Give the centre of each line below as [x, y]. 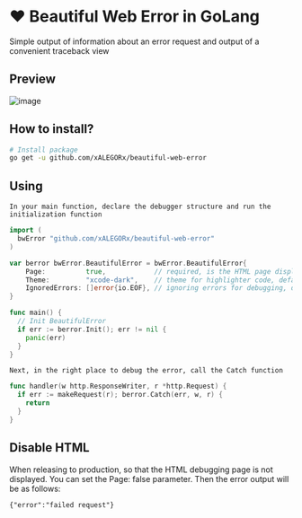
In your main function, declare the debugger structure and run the [140, 207]
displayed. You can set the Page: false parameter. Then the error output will [149, 478]
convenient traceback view [59, 50]
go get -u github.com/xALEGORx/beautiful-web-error [108, 158]
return [38, 403]
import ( [26, 231]
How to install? [52, 129]
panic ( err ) [46, 338]
